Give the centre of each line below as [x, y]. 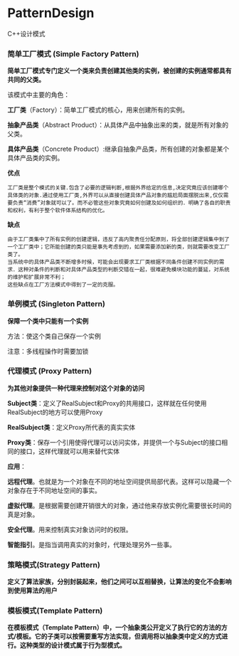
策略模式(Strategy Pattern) [54, 565]
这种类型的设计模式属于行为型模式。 [73, 645]
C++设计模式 [26, 33]
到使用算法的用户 [32, 591]
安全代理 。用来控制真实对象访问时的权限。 [70, 529]
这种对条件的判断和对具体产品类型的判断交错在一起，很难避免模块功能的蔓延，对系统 [123, 270]
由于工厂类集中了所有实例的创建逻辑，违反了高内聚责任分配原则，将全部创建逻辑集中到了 [118, 240]
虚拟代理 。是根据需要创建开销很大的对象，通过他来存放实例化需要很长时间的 [119, 505]
